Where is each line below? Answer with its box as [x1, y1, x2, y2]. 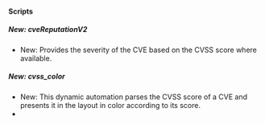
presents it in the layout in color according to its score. [19, 100, 201, 110]
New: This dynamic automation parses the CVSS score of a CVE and [19, 92, 248, 102]
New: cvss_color [8, 72, 66, 82]
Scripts [8, 6, 34, 16]
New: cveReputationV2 [8, 25, 88, 34]
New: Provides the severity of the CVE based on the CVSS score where [19, 45, 258, 54]
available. [19, 53, 52, 63]
